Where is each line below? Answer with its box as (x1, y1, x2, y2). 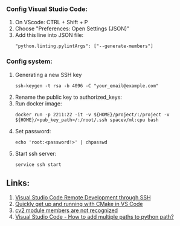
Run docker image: (14, 99, 62, 107)
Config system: (6, 57, 53, 65)
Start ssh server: (14, 150, 57, 157)
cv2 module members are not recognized (14, 207, 118, 214)
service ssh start (14, 161, 62, 168)
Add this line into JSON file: (14, 32, 84, 39)
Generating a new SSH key (14, 71, 82, 78)
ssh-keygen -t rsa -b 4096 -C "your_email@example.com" (14, 82, 159, 89)
